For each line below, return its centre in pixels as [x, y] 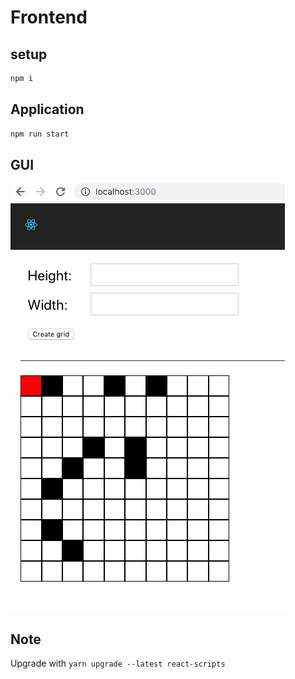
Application [47, 109]
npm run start [40, 134]
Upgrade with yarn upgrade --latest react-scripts [118, 663]
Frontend [49, 17]
